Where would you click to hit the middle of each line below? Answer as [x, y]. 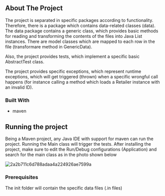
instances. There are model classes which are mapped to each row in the [80, 41]
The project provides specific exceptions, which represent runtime [73, 71]
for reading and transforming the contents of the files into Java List [74, 36]
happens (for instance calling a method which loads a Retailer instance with [82, 82]
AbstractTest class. [25, 61]
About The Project [34, 8]
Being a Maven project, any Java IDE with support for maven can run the [79, 139]
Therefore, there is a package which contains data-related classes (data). [80, 25]
